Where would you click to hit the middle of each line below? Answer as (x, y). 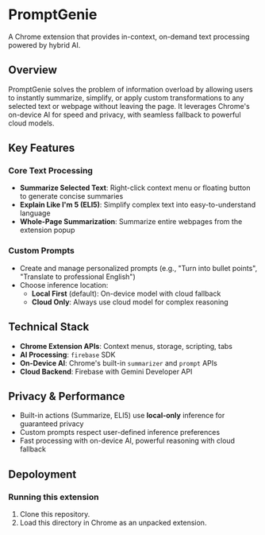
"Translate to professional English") (78, 277)
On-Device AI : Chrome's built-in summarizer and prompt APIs (119, 362)
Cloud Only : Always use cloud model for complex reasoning (130, 302)
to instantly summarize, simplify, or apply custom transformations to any (126, 98)
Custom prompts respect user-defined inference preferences (120, 432)
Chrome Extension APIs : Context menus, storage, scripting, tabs (126, 346)
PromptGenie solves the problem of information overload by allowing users (131, 89)
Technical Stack (49, 327)
